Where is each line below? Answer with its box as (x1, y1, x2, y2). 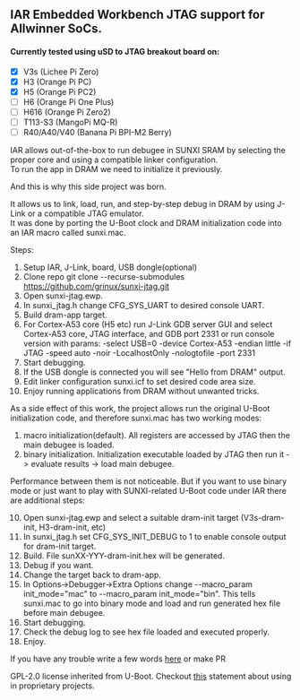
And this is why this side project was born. (10, 181, 167, 192)
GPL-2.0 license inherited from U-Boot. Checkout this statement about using (10, 671, 292, 682)
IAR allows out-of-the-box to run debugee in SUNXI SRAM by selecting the (10, 145, 286, 156)
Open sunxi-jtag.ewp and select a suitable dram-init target (22, 513, 239, 523)
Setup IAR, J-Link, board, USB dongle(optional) (22, 262, 198, 272)
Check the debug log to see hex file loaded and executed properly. (22, 627, 270, 637)
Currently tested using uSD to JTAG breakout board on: (10, 46, 220, 56)
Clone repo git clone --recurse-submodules (22, 272, 185, 282)
